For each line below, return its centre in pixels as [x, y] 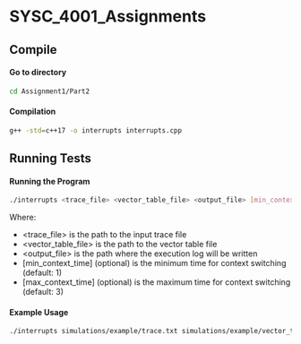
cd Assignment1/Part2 [50, 91]
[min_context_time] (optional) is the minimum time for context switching [154, 263]
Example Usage [39, 312]
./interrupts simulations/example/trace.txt [94, 331]
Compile [33, 50]
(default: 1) [42, 273]
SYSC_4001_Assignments [108, 17]
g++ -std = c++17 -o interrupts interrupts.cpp [95, 130]
